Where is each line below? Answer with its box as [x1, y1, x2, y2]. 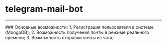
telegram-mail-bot [5, 3, 83, 15]
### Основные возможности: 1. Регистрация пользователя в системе [5, 24, 154, 30]
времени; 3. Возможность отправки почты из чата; [5, 34, 114, 40]
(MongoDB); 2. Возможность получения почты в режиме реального [5, 29, 149, 35]
